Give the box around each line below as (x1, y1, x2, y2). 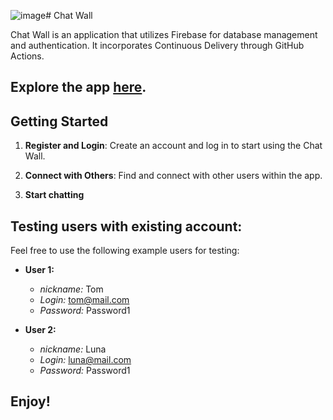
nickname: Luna (39, 343, 107, 355)
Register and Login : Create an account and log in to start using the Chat (24, 140, 323, 152)
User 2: (24, 324, 57, 336)
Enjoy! (10, 393, 51, 410)
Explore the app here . (10, 79, 147, 96)
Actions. (10, 50, 45, 62)
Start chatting (24, 189, 85, 201)
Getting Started (10, 113, 109, 130)
